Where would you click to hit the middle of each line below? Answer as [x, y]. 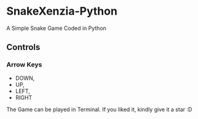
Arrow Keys [24, 65]
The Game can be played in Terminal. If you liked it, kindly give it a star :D [99, 109]
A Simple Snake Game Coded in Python [56, 28]
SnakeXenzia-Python [62, 11]
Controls [23, 47]
